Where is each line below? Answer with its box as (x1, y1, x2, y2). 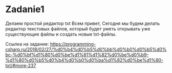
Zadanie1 (5, 4, 45, 15)
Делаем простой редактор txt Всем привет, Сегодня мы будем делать (5, 20, 160, 26)
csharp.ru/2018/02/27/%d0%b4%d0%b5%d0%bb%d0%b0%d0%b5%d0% (5, 46, 167, 52)
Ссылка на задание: (5, 41, 49, 47)
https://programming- (50, 41, 96, 47)
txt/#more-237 (5, 62, 36, 68)
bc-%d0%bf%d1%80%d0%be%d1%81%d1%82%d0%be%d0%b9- (5, 52, 149, 58)
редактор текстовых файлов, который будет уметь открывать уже (5, 25, 150, 31)
